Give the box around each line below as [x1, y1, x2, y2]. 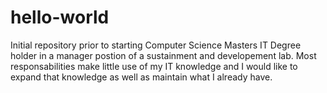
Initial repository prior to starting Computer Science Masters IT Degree [10, 39, 302, 51]
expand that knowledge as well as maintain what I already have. [10, 71, 273, 83]
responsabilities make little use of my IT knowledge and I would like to [10, 60, 298, 72]
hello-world [10, 6, 110, 29]
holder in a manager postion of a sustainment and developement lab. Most [10, 49, 317, 61]
